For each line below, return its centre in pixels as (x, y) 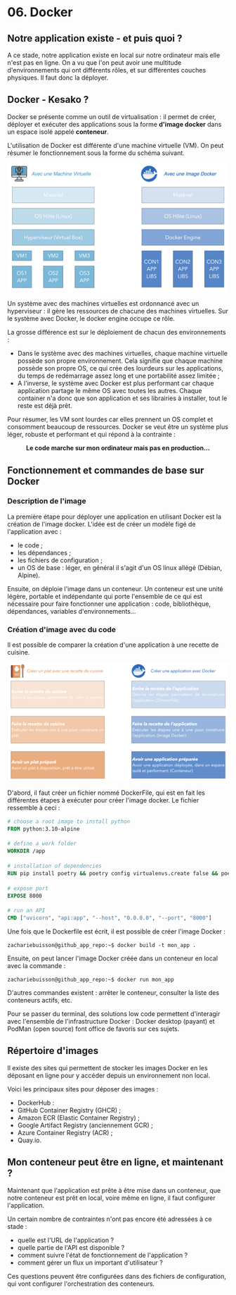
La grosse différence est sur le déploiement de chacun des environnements (117, 333)
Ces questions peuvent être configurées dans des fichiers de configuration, (117, 1276)
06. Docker (40, 12)
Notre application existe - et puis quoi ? (95, 38)
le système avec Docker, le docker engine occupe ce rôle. (91, 318)
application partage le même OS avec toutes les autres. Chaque (110, 391)
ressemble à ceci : (34, 807)
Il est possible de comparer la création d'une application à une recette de (113, 645)
